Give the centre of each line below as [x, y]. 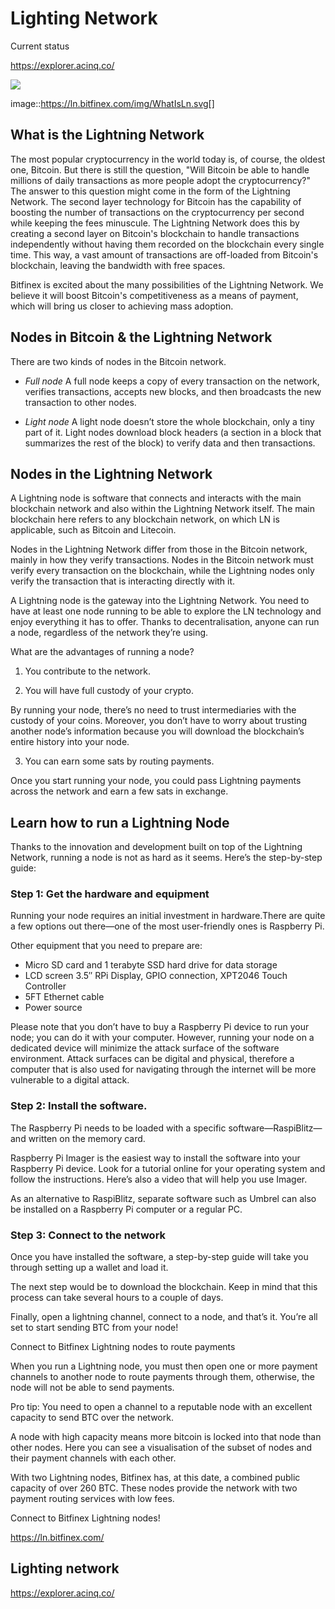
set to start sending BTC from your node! [94, 1328]
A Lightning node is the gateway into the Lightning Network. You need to [160, 601]
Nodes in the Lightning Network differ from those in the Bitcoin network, [159, 549]
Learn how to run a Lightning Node [120, 822]
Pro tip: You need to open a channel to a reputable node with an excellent [161, 1407]
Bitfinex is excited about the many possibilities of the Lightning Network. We [167, 284]
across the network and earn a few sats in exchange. [119, 791]
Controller [45, 986]
